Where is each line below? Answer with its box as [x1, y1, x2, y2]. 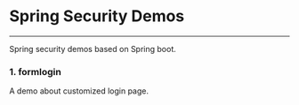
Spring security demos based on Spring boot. [9, 43, 176, 54]
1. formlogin [9, 65, 62, 78]
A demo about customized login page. [9, 86, 149, 96]
